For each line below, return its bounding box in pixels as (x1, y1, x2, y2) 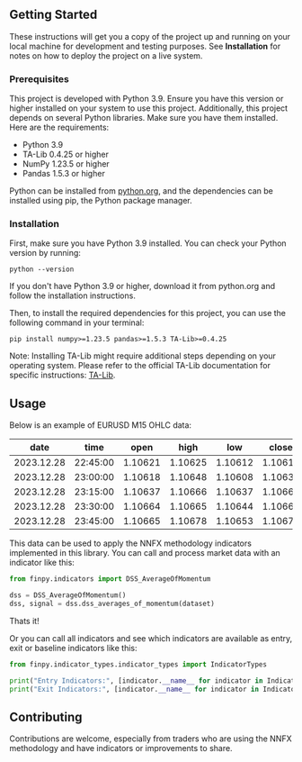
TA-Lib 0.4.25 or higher (22, 149, 110, 160)
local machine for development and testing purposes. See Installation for (9, 41, 281, 51)
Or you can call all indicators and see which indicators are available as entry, (9, 632, 293, 643)
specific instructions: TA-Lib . (9, 369, 116, 381)
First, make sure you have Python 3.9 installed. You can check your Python (9, 238, 287, 249)
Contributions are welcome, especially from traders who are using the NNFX (9, 733, 292, 744)
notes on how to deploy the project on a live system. (9, 50, 203, 61)
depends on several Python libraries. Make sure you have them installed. (9, 113, 279, 123)
